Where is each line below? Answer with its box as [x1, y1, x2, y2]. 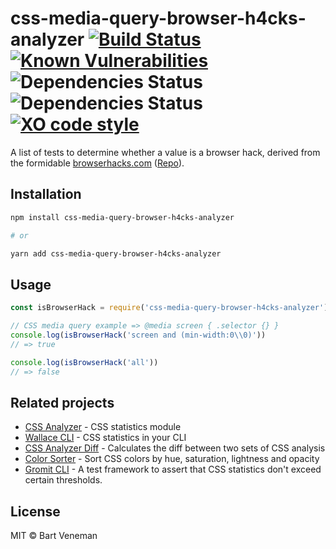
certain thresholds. [24, 474, 103, 486]
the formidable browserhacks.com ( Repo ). [10, 157, 185, 169]
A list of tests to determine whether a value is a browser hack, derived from [10, 146, 321, 158]
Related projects [10, 394, 115, 411]
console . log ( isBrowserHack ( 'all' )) [10, 357, 159, 367]
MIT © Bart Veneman [10, 530, 98, 542]
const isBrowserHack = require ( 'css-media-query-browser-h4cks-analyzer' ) [10, 303, 329, 313]
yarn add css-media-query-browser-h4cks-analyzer [10, 248, 222, 259]
